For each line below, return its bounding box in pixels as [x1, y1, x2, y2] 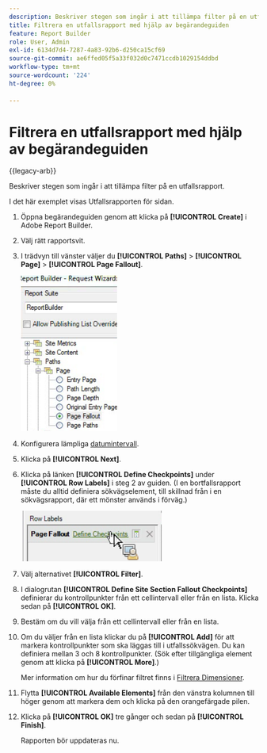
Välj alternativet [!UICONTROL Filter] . [20, 569, 143, 579]
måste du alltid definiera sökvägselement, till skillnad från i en [20, 487, 223, 496]
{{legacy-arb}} [9, 166, 57, 176]
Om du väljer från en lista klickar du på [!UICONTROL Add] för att [20, 633, 235, 642]
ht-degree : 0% [9, 79, 56, 87]
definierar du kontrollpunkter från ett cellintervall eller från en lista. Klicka [20, 593, 259, 602]
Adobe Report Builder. [20, 220, 93, 230]
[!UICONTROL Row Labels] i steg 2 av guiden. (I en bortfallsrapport [20, 478, 241, 487]
